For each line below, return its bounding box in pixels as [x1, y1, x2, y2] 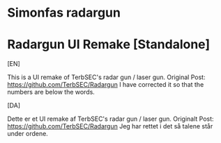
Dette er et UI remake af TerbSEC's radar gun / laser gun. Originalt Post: [7, 115, 214, 123]
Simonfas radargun [7, 5, 121, 21]
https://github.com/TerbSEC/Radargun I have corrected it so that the [7, 81, 204, 89]
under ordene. [7, 130, 49, 138]
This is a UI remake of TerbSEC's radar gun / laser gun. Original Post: [7, 73, 206, 81]
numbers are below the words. [7, 88, 96, 96]
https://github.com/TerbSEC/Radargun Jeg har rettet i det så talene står [7, 122, 213, 131]
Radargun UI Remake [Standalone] [7, 37, 211, 53]
